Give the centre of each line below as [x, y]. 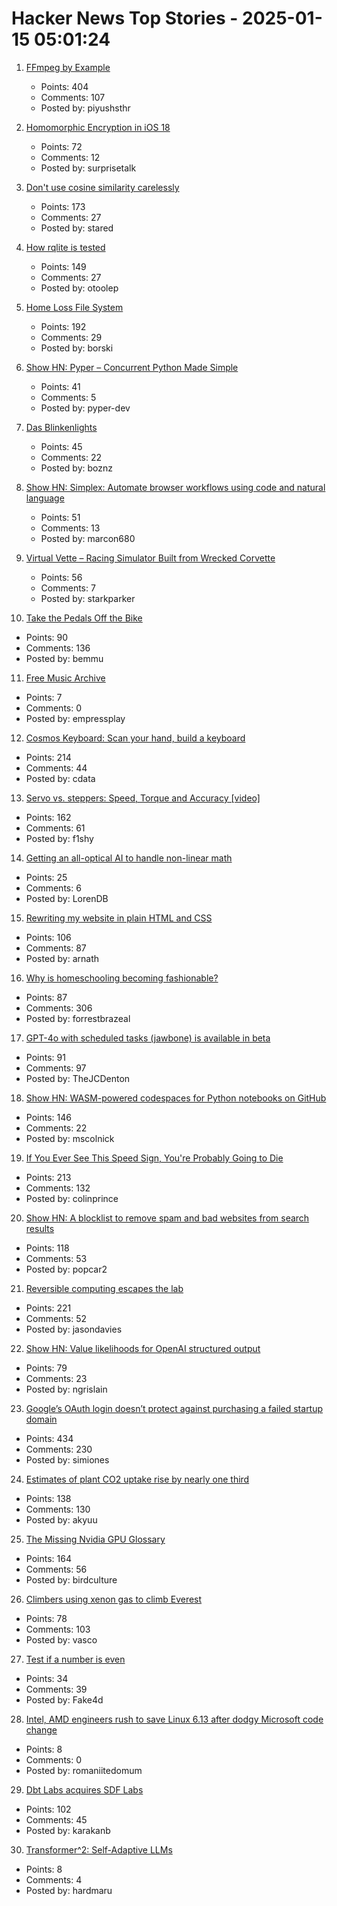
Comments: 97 [56, 1068]
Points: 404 [64, 86]
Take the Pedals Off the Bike [84, 618]
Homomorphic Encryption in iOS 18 [98, 127]
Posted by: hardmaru [69, 1890]
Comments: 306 [59, 1008]
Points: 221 [48, 1308]
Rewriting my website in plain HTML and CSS [119, 918]
